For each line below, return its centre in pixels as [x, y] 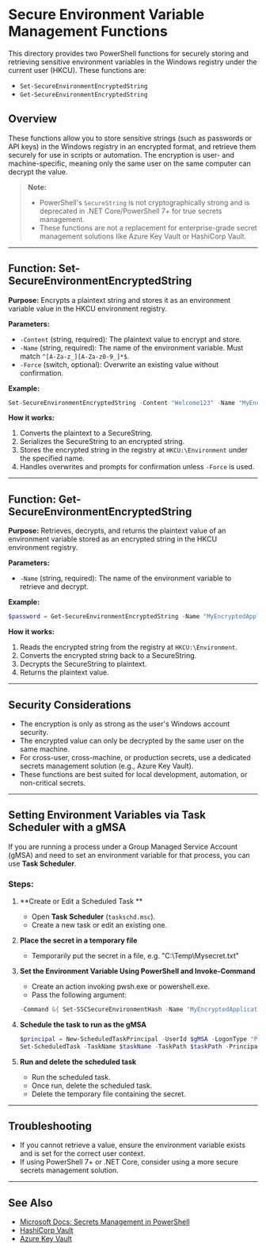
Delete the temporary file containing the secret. [108, 1094]
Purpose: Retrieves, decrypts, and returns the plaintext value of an [117, 531]
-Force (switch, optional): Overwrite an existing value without [119, 364]
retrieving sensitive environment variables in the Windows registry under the [133, 62]
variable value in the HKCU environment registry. [88, 308]
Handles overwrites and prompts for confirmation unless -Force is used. [137, 467]
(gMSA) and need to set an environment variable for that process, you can [129, 855]
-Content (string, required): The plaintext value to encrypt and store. [130, 339]
